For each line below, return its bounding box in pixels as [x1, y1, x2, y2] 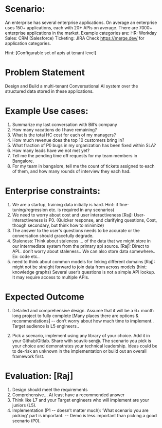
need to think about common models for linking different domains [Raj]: [12, 258, 155, 264]
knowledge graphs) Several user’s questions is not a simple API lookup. [12, 269, 156, 275]
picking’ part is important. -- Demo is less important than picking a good [12, 412, 157, 418]
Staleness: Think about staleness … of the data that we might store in [12, 238, 151, 244]
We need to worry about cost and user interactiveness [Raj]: [12, 212, 133, 218]
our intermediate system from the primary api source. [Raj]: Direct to [12, 243, 149, 249]
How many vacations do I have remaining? [12, 127, 97, 132]
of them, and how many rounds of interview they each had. [12, 168, 131, 174]
